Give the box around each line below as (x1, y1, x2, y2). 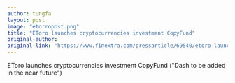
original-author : (7, 36, 58, 43)
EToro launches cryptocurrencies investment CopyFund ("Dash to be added (7, 62, 226, 69)
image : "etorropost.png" (7, 23, 80, 30)
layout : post (7, 17, 45, 24)
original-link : (7, 42, 52, 49)
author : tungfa (7, 10, 52, 17)
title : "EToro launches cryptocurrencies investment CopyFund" (7, 29, 196, 37)
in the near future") (7, 68, 63, 77)
